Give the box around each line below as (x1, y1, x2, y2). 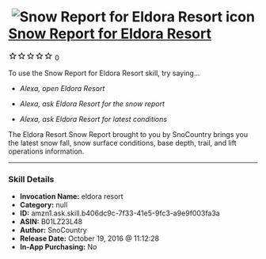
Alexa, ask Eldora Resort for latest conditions (19, 114, 168, 124)
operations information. (8, 147, 85, 156)
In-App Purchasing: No (19, 242, 97, 252)
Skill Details (8, 173, 55, 185)
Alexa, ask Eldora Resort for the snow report (19, 99, 165, 109)
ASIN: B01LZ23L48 (19, 217, 83, 227)
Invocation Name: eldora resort (19, 192, 124, 201)
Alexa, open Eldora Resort (19, 83, 105, 93)
